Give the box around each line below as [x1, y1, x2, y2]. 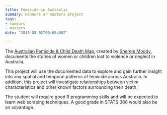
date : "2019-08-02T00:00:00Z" [5, 30, 68, 35]
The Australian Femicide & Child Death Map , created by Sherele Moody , [5, 48, 152, 54]
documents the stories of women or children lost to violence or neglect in [5, 54, 155, 59]
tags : [5, 16, 16, 21]
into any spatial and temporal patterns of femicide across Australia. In [5, 74, 148, 79]
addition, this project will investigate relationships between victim [5, 79, 139, 85]
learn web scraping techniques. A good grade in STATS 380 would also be [5, 99, 158, 105]
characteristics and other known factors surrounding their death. [5, 84, 138, 90]
